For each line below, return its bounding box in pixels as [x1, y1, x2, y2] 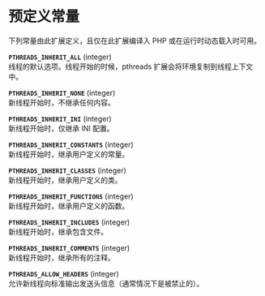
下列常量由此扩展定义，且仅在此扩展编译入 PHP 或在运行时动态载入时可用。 [8, 36, 262, 45]
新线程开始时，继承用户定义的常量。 [8, 149, 130, 159]
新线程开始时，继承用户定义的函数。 [8, 200, 130, 211]
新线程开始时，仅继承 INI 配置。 [8, 123, 114, 133]
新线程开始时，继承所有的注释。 [8, 252, 115, 262]
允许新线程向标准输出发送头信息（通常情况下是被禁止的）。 [8, 278, 204, 288]
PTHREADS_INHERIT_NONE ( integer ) [8, 88, 116, 97]
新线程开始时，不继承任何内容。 [8, 97, 115, 107]
